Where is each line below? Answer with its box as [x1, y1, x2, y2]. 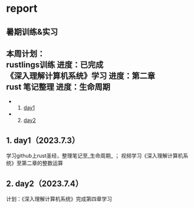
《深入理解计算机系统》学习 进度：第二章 [6, 70, 155, 81]
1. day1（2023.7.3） [6, 135, 80, 145]
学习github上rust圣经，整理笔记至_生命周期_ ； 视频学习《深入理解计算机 [6, 152, 183, 160]
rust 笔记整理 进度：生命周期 [6, 82, 111, 92]
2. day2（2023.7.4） [6, 178, 84, 188]
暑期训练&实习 [6, 27, 58, 37]
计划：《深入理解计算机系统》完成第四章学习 [6, 196, 112, 203]
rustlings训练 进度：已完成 [6, 60, 104, 70]
